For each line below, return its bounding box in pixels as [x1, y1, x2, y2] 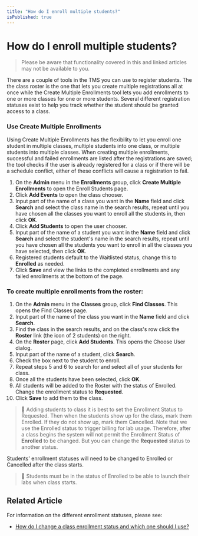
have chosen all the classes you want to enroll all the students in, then [15, 210, 186, 217]
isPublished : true [6, 14, 52, 20]
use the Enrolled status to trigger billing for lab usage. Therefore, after [21, 425, 191, 432]
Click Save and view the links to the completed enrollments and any [15, 266, 180, 273]
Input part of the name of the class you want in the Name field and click [15, 313, 190, 320]
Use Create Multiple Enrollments [6, 123, 102, 131]
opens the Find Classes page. [15, 307, 88, 314]
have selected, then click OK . [15, 247, 87, 254]
